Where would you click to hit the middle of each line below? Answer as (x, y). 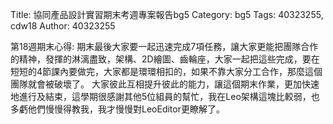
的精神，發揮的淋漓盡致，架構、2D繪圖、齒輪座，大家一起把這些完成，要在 (165, 59)
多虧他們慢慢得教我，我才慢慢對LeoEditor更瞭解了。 (117, 109)
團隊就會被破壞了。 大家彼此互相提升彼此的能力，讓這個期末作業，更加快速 (165, 84)
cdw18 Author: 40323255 (63, 26)
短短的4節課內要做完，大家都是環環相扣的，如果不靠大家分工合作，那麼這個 (166, 71)
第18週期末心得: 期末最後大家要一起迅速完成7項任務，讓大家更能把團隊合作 (164, 46)
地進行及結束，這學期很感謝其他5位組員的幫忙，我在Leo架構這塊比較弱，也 (165, 96)
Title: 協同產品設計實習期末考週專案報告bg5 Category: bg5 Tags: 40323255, (167, 14)
